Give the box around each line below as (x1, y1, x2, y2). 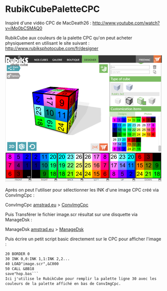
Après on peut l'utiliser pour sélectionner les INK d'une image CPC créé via (5, 187, 159, 193)
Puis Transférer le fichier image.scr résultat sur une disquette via (5, 212, 138, 218)
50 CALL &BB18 (5, 267, 35, 272)
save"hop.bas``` (5, 272, 39, 277)
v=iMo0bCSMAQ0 (5, 25, 42, 31)
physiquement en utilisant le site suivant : (5, 40, 90, 46)
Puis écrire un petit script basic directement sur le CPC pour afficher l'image (5, 236, 162, 242)
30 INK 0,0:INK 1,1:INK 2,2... (5, 257, 70, 262)
